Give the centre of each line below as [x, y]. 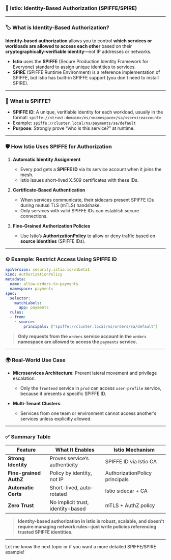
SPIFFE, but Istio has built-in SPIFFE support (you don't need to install [86, 77]
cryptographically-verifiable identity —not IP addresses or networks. [78, 51]
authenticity [64, 465]
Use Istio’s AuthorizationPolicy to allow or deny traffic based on [88, 236]
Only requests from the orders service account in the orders [82, 336]
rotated [58, 494]
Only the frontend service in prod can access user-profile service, [91, 388]
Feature [26, 450]
